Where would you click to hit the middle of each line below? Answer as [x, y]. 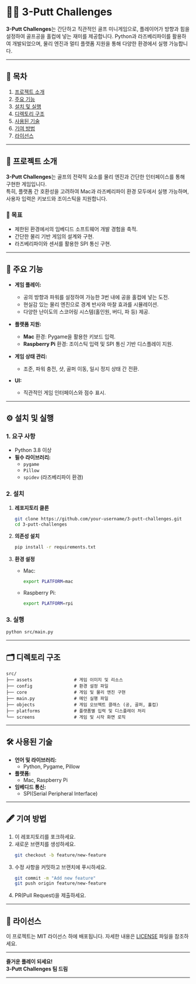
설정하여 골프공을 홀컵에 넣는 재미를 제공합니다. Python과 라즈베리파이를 [88, 36]
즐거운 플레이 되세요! [29, 962]
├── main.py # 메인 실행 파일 [57, 699]
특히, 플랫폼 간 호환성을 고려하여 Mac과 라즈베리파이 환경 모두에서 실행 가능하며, [97, 191]
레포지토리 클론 [32, 508]
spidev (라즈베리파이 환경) [53, 477]
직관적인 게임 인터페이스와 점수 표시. [64, 392]
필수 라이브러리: [32, 457]
